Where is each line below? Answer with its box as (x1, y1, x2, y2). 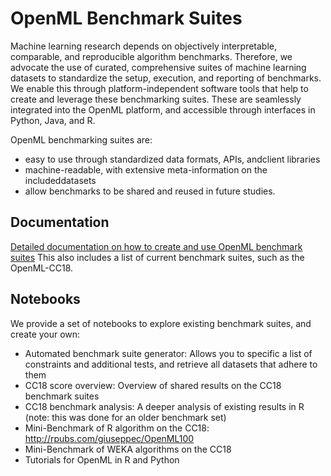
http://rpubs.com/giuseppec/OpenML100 (24, 432, 195, 444)
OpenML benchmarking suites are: (10, 133, 153, 146)
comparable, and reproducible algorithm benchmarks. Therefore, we (10, 50, 293, 62)
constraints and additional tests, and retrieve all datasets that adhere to (24, 358, 318, 370)
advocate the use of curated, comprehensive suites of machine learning (10, 61, 307, 73)
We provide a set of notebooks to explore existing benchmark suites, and (10, 317, 312, 329)
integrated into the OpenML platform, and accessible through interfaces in (10, 103, 316, 116)
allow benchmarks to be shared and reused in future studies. (24, 185, 276, 197)
